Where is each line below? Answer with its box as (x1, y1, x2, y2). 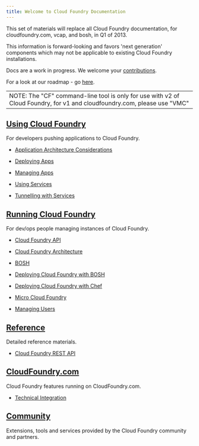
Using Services (14, 181, 52, 188)
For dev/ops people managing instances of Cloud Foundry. (6, 225, 150, 232)
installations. (6, 55, 37, 62)
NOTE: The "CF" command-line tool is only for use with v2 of (9, 91, 179, 100)
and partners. (6, 433, 40, 440)
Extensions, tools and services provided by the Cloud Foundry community (6, 427, 187, 434)
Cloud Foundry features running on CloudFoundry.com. (6, 383, 142, 390)
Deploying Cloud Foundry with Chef (14, 283, 102, 290)
